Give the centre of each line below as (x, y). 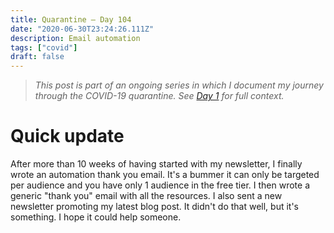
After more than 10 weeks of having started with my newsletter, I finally (156, 164)
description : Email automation (75, 38)
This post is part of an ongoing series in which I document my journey (179, 85)
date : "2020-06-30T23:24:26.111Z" (82, 29)
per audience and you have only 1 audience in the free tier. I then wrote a (160, 185)
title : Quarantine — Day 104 (71, 19)
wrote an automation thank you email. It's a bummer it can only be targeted (165, 175)
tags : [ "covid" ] (44, 47)
